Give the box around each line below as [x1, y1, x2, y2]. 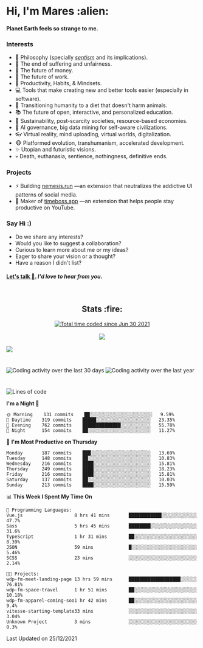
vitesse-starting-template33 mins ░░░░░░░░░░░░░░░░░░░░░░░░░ [6, 608, 198, 615]
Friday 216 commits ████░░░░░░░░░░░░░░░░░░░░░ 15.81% [6, 472, 175, 478]
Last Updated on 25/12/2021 [6, 635, 77, 643]
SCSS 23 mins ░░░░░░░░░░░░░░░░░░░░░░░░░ [6, 555, 198, 561]
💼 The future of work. [15, 73, 69, 80]
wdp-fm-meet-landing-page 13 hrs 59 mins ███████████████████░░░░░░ [6, 576, 198, 582]
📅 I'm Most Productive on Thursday [6, 438, 98, 445]
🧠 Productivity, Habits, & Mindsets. [15, 80, 102, 87]
